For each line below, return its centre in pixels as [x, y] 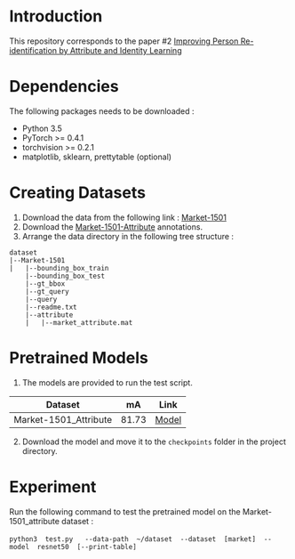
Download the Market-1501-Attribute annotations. [112, 227]
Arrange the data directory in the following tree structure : [128, 236]
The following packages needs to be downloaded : [102, 111]
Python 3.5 [42, 128]
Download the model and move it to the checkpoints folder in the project [154, 442]
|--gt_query [47, 291]
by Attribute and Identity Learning [120, 50]
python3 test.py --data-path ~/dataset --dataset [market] [132, 539]
